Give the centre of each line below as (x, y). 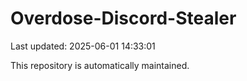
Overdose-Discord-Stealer (123, 18)
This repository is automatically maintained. (100, 65)
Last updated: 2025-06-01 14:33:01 (83, 46)
